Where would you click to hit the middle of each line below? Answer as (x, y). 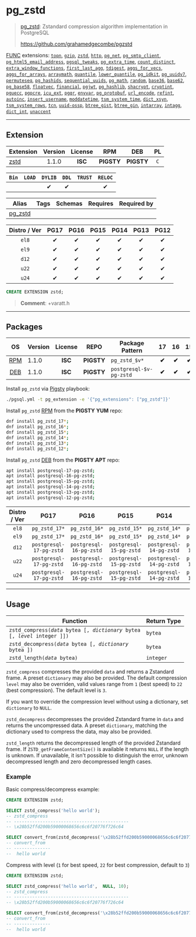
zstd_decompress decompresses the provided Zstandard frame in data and (95, 719)
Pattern (132, 350)
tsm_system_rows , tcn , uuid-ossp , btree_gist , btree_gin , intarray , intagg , (94, 105)
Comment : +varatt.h (45, 303)
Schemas (69, 204)
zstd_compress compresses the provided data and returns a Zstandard (90, 671)
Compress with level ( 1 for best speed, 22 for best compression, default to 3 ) (98, 865)
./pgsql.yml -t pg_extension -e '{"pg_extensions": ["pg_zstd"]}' (88, 399)
